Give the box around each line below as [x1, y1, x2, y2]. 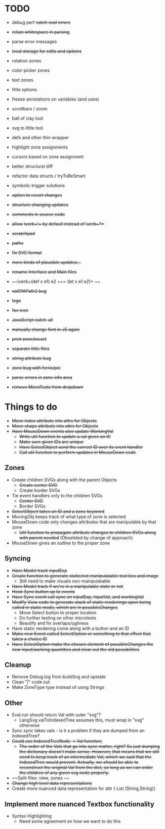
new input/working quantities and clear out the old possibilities [11, 646, 140, 652]
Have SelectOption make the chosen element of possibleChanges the [11, 641, 154, 647]
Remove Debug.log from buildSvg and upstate [11, 674, 106, 680]
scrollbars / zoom [11, 105, 48, 111]
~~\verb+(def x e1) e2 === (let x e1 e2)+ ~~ [11, 278, 101, 284]
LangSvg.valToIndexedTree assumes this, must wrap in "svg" [19, 717, 144, 723]
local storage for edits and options [11, 48, 82, 54]
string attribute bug [11, 355, 51, 361]
